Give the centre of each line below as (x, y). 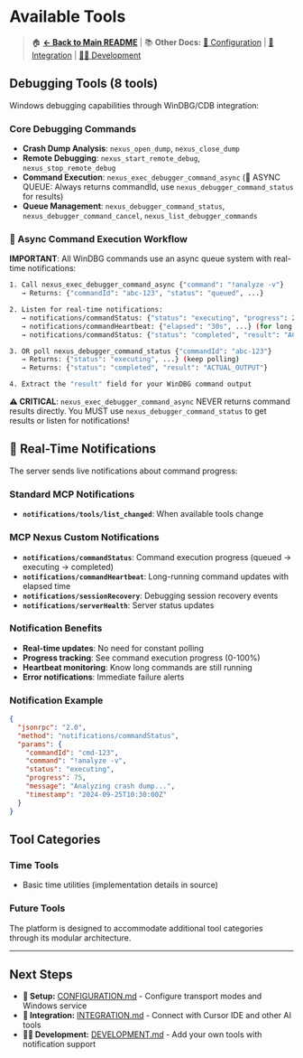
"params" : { (40, 744)
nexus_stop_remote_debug (69, 169)
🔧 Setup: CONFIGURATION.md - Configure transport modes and (142, 997)
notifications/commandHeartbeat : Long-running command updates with (155, 576)
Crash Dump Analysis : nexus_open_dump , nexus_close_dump (131, 149)
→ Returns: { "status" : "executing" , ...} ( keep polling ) (131, 360)
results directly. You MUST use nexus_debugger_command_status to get (138, 411)
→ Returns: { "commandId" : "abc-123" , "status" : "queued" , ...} (142, 294)
